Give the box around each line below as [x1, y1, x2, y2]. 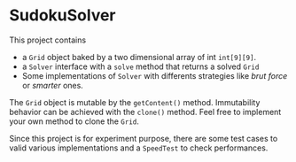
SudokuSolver [9, 5, 117, 26]
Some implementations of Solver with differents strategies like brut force [21, 70, 288, 81]
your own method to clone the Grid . [9, 116, 140, 127]
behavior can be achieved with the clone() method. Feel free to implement [9, 106, 282, 117]
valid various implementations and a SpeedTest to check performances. [9, 143, 269, 153]
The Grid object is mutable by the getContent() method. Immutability [9, 96, 261, 107]
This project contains [9, 35, 87, 45]
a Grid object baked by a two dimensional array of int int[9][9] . [21, 51, 257, 62]
